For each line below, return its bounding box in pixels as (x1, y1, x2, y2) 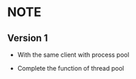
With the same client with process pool (17, 50, 130, 59)
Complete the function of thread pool (17, 64, 124, 72)
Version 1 (7, 32, 48, 44)
